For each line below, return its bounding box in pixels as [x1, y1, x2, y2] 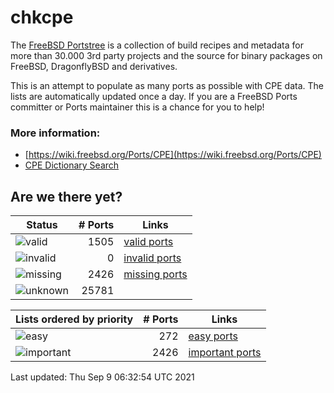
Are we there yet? [10, 188, 123, 205]
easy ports [188, 329, 238, 343]
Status [26, 218, 58, 232]
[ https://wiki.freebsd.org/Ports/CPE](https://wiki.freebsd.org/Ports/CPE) [24, 149, 322, 161]
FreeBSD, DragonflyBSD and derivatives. [10, 60, 178, 72]
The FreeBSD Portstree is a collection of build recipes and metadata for [10, 39, 304, 51]
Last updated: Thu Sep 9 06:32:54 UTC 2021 [10, 371, 195, 383]
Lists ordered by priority [15, 312, 134, 326]
